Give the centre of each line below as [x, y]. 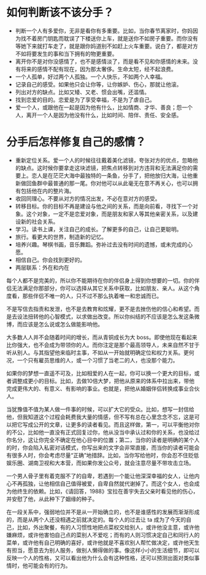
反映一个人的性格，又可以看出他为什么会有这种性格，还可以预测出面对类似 [100, 558]
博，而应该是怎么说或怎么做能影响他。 [55, 324]
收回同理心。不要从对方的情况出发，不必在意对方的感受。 [88, 198]
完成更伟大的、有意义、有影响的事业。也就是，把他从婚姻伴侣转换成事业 [97, 388]
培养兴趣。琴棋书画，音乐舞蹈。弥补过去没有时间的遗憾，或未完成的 [101, 244]
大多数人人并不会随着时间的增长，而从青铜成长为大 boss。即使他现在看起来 [102, 337]
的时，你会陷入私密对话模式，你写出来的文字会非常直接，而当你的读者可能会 [103, 447]
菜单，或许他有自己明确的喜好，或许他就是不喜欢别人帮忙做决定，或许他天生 [103, 543]
